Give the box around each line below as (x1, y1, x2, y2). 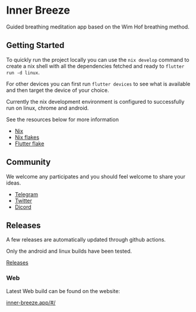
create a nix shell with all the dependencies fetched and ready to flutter (6, 62, 185, 69)
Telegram (14, 190, 39, 198)
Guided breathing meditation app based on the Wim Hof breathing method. (6, 23, 190, 30)
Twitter (14, 197, 33, 204)
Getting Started (6, 40, 65, 50)
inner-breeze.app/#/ (6, 299, 56, 306)
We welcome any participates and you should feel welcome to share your (6, 173, 186, 180)
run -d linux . (6, 69, 40, 76)
